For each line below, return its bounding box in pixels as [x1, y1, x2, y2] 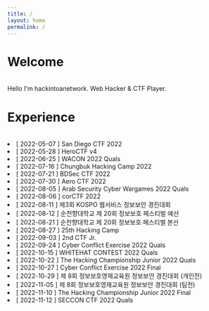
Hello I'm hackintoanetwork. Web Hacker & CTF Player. [7, 84, 167, 93]
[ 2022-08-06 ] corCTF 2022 [16, 192, 101, 201]
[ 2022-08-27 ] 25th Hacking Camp [16, 226, 120, 234]
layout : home [7, 17, 46, 24]
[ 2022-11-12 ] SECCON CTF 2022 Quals [16, 296, 134, 305]
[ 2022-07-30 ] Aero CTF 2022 [16, 177, 107, 186]
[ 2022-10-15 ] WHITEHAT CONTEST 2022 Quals [16, 248, 158, 257]
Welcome [7, 53, 64, 70]
